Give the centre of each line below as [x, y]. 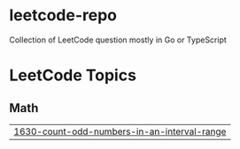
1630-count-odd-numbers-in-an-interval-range [120, 131]
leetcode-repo [63, 15]
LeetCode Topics [73, 75]
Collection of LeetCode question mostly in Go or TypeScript [118, 40]
